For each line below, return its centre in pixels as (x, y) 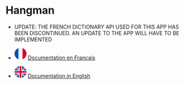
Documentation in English (59, 75)
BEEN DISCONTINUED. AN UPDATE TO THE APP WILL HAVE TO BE (97, 33)
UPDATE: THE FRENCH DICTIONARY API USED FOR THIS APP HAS (96, 27)
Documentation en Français (62, 58)
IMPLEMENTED (33, 39)
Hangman (30, 10)
